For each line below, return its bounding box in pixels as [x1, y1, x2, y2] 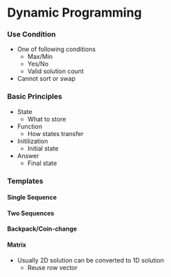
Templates [7, 176, 43, 186]
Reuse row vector [27, 263, 78, 271]
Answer [17, 151, 39, 160]
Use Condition [7, 30, 57, 39]
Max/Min [27, 52, 53, 61]
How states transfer [27, 129, 84, 137]
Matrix [7, 240, 26, 249]
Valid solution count [27, 67, 84, 75]
